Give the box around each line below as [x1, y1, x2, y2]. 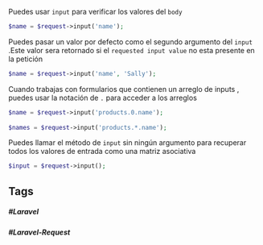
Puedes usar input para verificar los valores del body [8, 7, 183, 16]
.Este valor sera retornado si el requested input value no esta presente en [8, 45, 255, 55]
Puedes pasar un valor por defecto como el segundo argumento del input [8, 36, 253, 47]
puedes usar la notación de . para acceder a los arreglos [8, 93, 197, 102]
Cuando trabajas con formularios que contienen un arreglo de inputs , [8, 84, 240, 93]
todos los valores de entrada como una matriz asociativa [8, 147, 196, 156]
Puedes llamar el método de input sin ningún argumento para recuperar [8, 138, 247, 147]
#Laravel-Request [8, 227, 71, 237]
